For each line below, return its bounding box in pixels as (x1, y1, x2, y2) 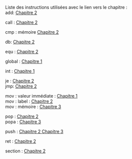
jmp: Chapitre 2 (5, 83, 37, 89)
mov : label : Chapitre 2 (5, 98, 53, 104)
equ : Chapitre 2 (5, 49, 38, 54)
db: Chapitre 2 (5, 39, 35, 45)
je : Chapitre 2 (5, 78, 34, 84)
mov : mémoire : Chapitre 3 (5, 104, 61, 110)
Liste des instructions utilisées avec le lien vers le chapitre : (5, 5, 127, 10)
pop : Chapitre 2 (5, 113, 39, 119)
